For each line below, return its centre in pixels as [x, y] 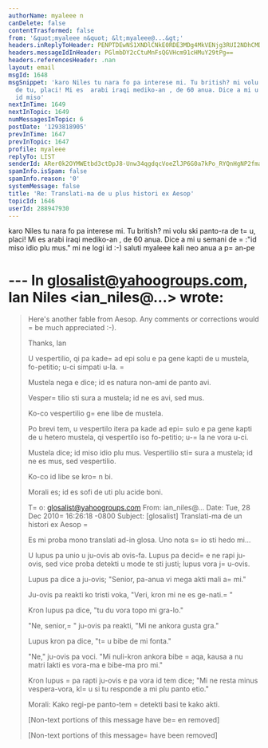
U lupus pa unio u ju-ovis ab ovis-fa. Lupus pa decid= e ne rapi [131, 556]
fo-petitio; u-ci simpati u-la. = [76, 367]
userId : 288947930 [39, 208]
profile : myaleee [37, 149]
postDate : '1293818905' [48, 127]
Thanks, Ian [47, 343]
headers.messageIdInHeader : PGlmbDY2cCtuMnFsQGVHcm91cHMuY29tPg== [121, 53]
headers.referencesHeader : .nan [62, 61]
